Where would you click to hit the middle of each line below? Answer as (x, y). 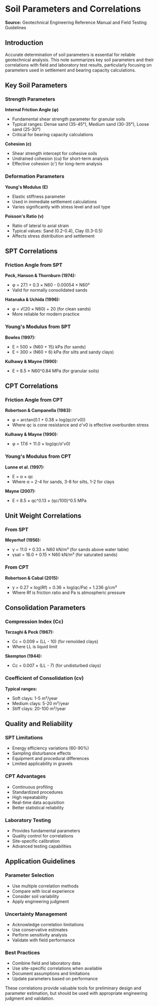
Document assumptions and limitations (51, 973)
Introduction (24, 43)
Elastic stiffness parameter (39, 196)
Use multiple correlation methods (45, 886)
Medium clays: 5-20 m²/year (40, 703)
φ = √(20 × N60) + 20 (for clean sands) (51, 309)
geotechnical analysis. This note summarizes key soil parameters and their (79, 60)
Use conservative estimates (40, 930)
